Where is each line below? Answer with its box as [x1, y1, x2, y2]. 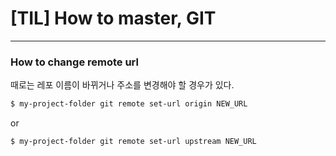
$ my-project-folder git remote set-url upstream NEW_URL [10, 137, 257, 147]
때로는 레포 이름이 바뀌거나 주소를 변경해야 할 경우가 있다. [10, 79, 235, 91]
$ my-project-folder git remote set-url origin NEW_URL [10, 99, 248, 109]
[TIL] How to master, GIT [10, 7, 217, 30]
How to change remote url [10, 55, 139, 69]
